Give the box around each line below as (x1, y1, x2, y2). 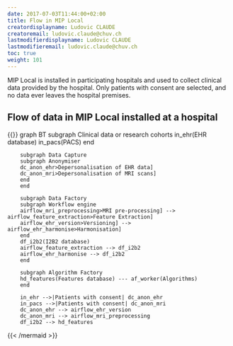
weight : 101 (7, 57, 42, 64)
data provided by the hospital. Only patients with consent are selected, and (7, 83, 227, 92)
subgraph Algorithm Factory (20, 269, 103, 276)
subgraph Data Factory (20, 195, 87, 202)
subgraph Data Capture (20, 151, 87, 158)
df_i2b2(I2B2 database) (20, 238, 91, 245)
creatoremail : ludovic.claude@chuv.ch (7, 30, 122, 38)
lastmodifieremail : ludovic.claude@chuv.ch (7, 43, 138, 50)
